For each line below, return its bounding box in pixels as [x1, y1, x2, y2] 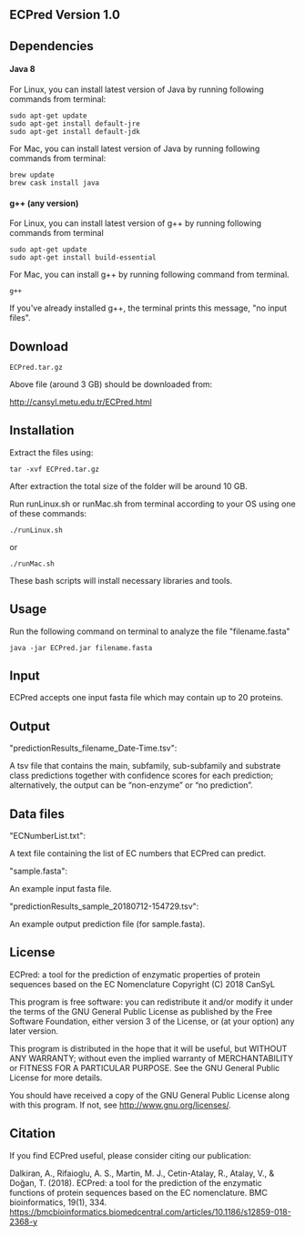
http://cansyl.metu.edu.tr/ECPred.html [9, 396, 152, 407]
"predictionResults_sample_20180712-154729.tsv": [9, 901, 199, 912]
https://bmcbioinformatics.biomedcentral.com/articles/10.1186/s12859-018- [9, 1206, 291, 1217]
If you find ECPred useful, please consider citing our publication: [9, 1149, 252, 1160]
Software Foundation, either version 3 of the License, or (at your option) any [9, 1016, 295, 1027]
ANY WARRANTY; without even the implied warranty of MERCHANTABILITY [9, 1052, 294, 1064]
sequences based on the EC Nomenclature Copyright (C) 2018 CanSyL [9, 978, 276, 989]
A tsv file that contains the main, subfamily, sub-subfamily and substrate [9, 761, 281, 771]
